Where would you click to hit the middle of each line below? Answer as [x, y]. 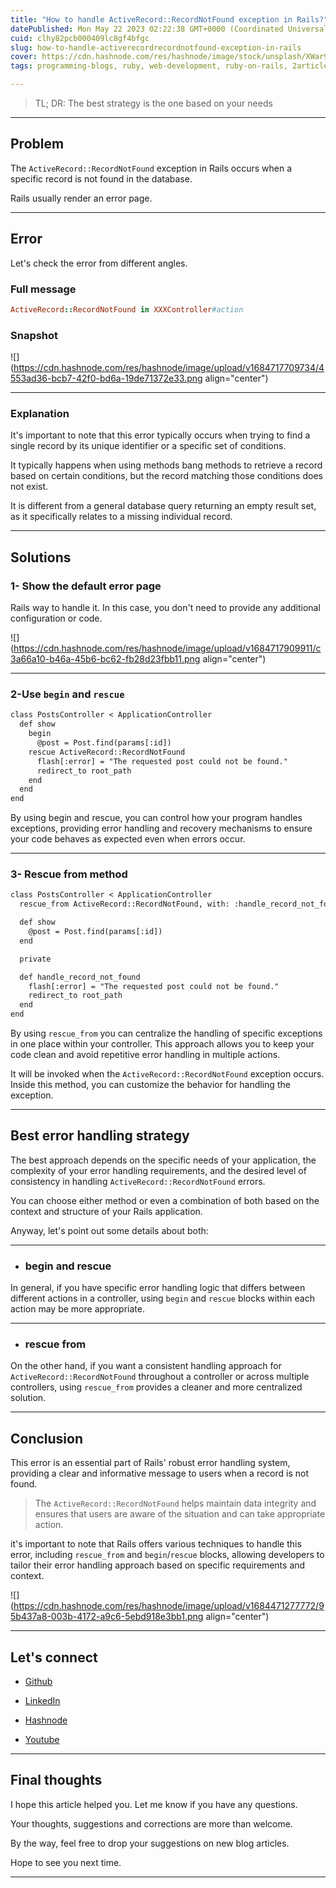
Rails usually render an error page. [81, 198]
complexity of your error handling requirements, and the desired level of [158, 1170]
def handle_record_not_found [80, 977]
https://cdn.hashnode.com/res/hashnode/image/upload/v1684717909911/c [167, 648]
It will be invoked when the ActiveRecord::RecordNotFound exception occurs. [167, 1074]
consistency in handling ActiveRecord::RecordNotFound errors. [138, 1181]
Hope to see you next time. [66, 1862]
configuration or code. [56, 618]
